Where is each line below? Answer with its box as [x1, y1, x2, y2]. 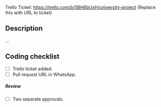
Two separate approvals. [12, 96, 64, 102]
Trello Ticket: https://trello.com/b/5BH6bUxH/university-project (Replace [5, 5, 156, 10]
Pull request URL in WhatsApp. [12, 71, 76, 77]
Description [5, 24, 43, 33]
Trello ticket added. [12, 66, 53, 72]
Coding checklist [5, 52, 59, 61]
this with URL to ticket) [5, 10, 52, 16]
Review [5, 83, 21, 89]
